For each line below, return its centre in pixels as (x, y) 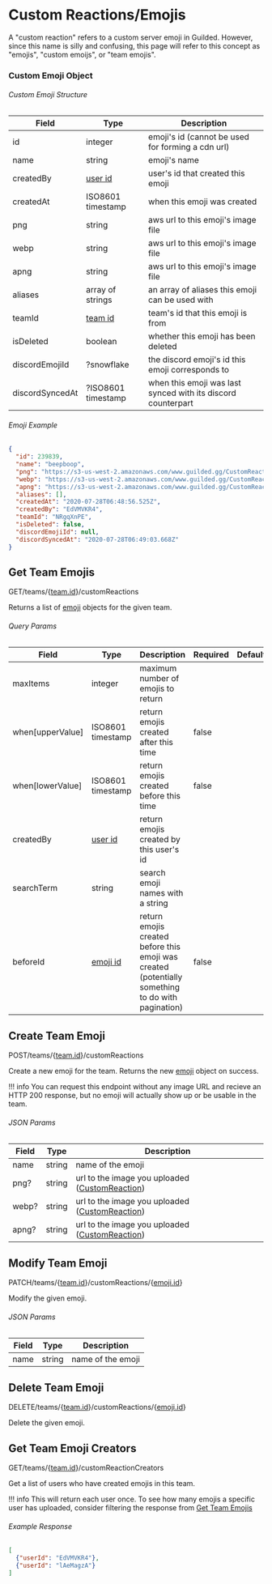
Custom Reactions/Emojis (97, 15)
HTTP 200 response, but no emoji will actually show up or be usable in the (132, 1096)
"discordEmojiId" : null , (57, 532)
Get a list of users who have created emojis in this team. (102, 1484)
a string (154, 903)
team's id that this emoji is (198, 313)
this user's (159, 849)
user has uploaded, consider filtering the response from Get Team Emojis (130, 1508)
